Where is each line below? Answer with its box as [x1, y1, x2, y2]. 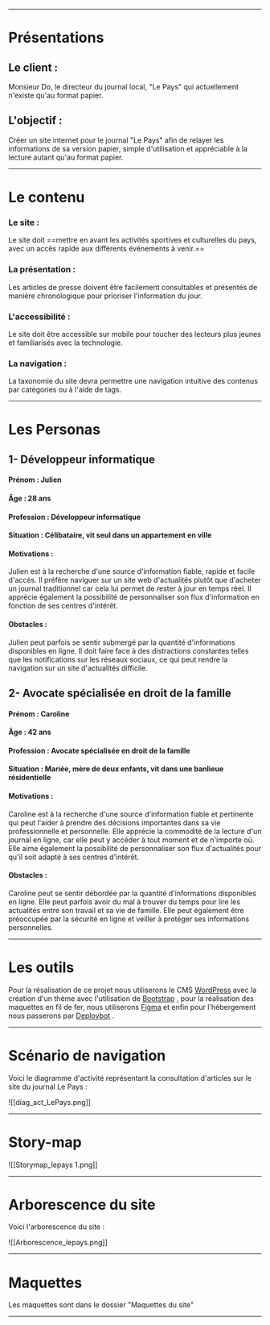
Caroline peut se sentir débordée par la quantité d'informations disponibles [8, 888, 257, 898]
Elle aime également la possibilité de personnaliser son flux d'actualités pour [8, 843, 262, 853]
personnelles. [8, 922, 54, 932]
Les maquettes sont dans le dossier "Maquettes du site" [8, 1300, 194, 1310]
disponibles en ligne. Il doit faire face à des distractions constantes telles [8, 646, 249, 655]
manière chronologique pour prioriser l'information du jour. [8, 291, 202, 301]
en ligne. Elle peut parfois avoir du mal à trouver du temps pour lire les [8, 896, 241, 907]
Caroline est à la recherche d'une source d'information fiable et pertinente [8, 809, 254, 819]
